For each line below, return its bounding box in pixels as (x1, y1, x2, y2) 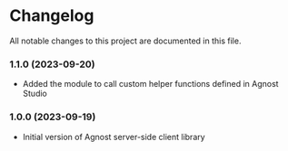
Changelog (9, 5, 94, 26)
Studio (22, 88, 47, 99)
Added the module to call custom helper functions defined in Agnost (22, 79, 279, 90)
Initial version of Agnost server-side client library (22, 131, 206, 142)
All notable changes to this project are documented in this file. (9, 35, 242, 46)
